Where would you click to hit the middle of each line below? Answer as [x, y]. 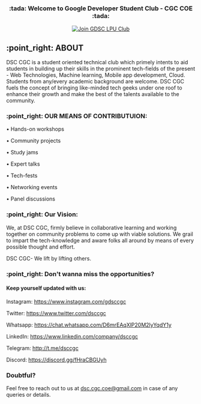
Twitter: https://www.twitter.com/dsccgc [56, 313]
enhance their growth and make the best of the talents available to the [93, 94]
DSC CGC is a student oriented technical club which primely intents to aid [97, 62]
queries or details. [28, 395]
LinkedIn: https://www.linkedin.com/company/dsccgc [72, 336]
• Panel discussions [31, 199]
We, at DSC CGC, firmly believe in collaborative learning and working [91, 228]
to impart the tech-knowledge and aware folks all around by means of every [100, 240]
